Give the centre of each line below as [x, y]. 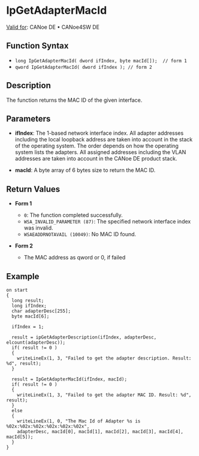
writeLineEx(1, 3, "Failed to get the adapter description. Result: [104, 358]
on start [17, 290]
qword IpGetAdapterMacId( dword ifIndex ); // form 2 [83, 67]
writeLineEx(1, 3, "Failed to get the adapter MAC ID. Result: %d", [104, 395]
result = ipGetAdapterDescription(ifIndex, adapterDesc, [84, 337]
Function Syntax [37, 46]
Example [23, 276]
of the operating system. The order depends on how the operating [97, 146]
